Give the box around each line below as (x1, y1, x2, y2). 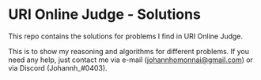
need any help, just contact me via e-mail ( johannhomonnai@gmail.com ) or (8, 55, 253, 64)
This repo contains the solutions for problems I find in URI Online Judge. (8, 31, 244, 41)
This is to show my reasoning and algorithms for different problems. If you (8, 46, 249, 56)
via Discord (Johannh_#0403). (8, 63, 108, 72)
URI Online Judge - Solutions (8, 5, 202, 24)
